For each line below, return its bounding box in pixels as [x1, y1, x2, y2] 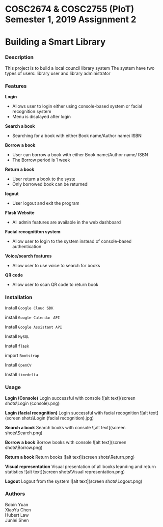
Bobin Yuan [5, 501, 28, 507]
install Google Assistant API [5, 324, 62, 330]
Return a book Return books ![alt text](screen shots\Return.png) [5, 454, 135, 460]
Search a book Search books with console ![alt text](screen [5, 424, 126, 430]
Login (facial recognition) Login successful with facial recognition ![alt [5, 410, 148, 416]
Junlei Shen [5, 517, 29, 523]
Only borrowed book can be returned [12, 181, 87, 187]
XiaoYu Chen [5, 507, 31, 513]
